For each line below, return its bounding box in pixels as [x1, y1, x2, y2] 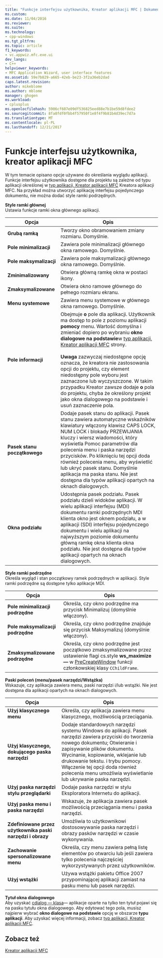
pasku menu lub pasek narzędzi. [61, 882, 136, 889]
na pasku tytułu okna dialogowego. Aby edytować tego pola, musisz [5, 905, 142, 911]
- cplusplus [5, 102, 29, 107]
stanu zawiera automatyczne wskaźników [60, 416, 156, 423]
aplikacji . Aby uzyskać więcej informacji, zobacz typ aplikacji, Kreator [5, 915, 145, 922]
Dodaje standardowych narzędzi [61, 721, 136, 728]
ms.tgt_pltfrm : [5, 39, 36, 44]
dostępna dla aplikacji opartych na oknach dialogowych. [5, 688, 118, 693]
